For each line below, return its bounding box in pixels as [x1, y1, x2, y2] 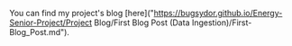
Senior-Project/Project [9, 17, 93, 28]
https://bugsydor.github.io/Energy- [153, 8, 283, 18]
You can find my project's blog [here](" [9, 8, 155, 18]
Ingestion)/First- [191, 17, 252, 28]
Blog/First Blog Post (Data [94, 17, 190, 28]
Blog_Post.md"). [9, 27, 70, 37]
